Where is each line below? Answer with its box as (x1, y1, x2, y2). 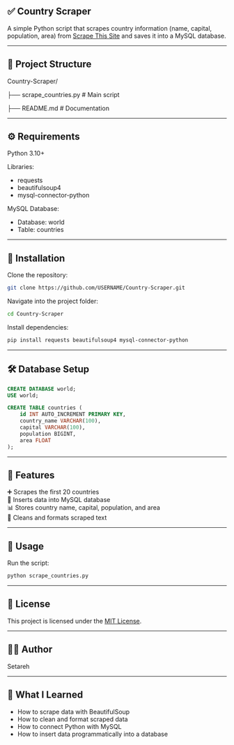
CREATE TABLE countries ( (7, 404, 82, 411)
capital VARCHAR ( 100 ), (19, 424, 86, 431)
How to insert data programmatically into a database (17, 730, 169, 738)
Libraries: (7, 163, 35, 171)
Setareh (7, 662, 30, 670)
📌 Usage (7, 540, 44, 552)
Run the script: (7, 559, 49, 568)
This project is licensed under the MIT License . (7, 617, 142, 625)
